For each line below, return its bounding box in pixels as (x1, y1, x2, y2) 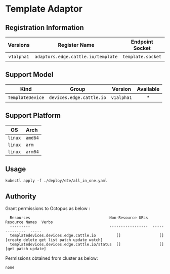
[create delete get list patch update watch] (5, 237, 103, 243)
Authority (5, 192, 36, 200)
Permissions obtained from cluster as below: (5, 255, 98, 261)
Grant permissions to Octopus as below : (5, 205, 90, 212)
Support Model (5, 71, 54, 79)
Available (137, 85, 160, 92)
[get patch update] (5, 247, 47, 252)
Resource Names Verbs (5, 220, 53, 225)
